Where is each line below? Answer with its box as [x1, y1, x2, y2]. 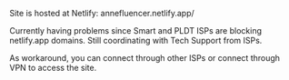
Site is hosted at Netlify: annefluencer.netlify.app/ [9, 8, 195, 18]
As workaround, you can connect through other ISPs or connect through [9, 53, 280, 63]
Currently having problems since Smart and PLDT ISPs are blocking [9, 25, 262, 35]
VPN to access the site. [9, 63, 97, 73]
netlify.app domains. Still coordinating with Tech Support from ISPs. [9, 35, 263, 45]
